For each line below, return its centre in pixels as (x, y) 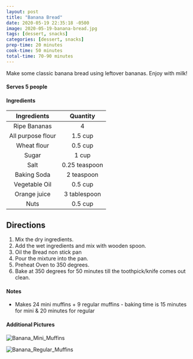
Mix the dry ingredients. (44, 240)
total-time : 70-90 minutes (40, 56)
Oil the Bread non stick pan (48, 252)
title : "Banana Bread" (34, 17)
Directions (26, 225)
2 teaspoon (82, 175)
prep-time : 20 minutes (34, 45)
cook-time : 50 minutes (34, 51)
